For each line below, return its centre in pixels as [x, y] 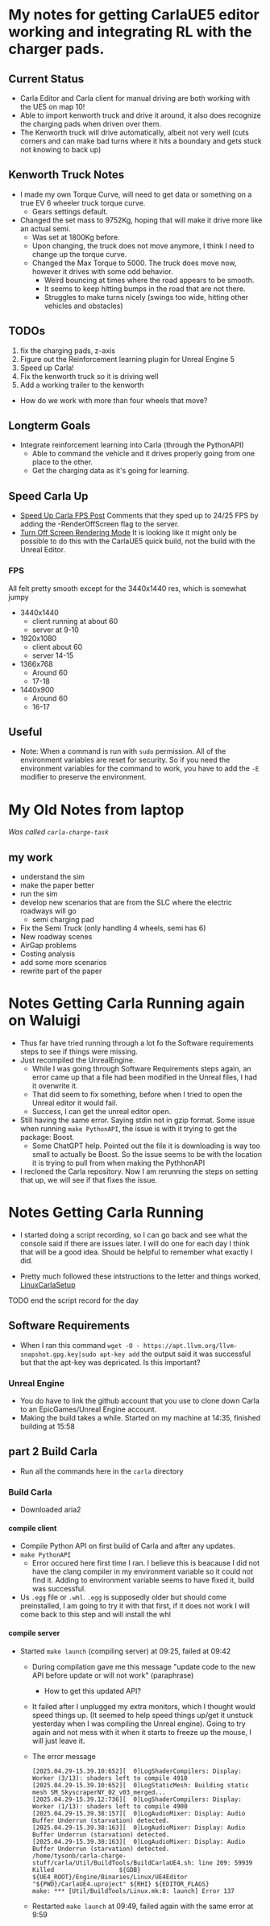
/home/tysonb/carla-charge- [79, 1856]
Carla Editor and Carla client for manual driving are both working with [135, 98]
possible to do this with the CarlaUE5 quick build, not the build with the [137, 541]
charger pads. [56, 49]
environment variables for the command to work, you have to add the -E [139, 768]
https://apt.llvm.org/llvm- [191, 1346]
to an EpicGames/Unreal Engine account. [88, 1409]
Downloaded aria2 [50, 1510]
